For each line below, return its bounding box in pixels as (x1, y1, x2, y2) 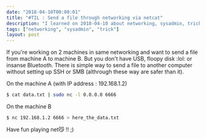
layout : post (6, 32, 40, 38)
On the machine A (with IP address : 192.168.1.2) (6, 80, 128, 88)
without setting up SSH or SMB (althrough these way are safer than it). (6, 68, 185, 75)
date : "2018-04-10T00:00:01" (6, 9, 81, 15)
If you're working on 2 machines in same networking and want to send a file (6, 48, 198, 56)
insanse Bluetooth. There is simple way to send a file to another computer (6, 62, 193, 69)
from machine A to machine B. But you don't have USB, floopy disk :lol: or (6, 55, 193, 62)
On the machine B (6, 103, 52, 110)
